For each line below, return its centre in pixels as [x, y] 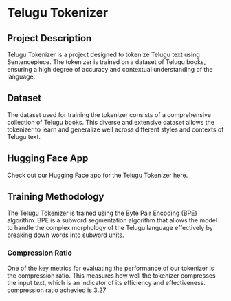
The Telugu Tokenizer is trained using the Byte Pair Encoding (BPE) [102, 213]
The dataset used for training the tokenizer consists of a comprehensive [109, 114]
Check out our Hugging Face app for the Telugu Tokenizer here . [98, 175]
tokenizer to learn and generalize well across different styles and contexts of [115, 129]
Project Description [49, 38]
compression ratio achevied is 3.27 [57, 290]
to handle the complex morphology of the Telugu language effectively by [110, 228]
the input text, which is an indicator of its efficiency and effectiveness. [107, 282]
